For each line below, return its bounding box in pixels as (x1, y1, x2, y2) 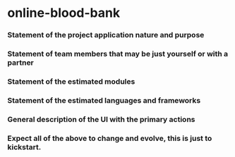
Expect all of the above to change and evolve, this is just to (7, 133, 212, 143)
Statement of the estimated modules (7, 76, 135, 86)
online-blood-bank (7, 5, 121, 21)
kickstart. (7, 142, 42, 152)
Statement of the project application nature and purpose (7, 30, 205, 40)
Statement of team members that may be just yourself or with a (7, 49, 229, 59)
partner (7, 58, 34, 68)
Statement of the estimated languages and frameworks (7, 95, 201, 105)
